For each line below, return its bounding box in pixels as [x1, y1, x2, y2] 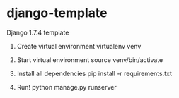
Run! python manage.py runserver [16, 82, 117, 91]
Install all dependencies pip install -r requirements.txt [16, 69, 173, 78]
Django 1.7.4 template [6, 28, 69, 37]
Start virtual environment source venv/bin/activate [16, 55, 163, 64]
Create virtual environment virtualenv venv [16, 42, 142, 50]
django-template [6, 5, 108, 21]
